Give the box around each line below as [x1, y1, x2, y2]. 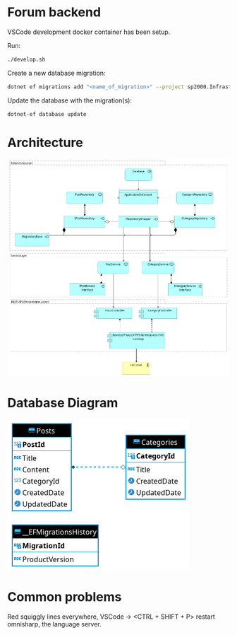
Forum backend [7, 4, 101, 21]
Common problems [7, 589, 122, 605]
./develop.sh [7, 56, 46, 63]
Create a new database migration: [7, 69, 106, 77]
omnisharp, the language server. [7, 620, 102, 629]
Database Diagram [7, 395, 119, 411]
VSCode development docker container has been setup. [7, 28, 171, 36]
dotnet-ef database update [7, 110, 87, 117]
